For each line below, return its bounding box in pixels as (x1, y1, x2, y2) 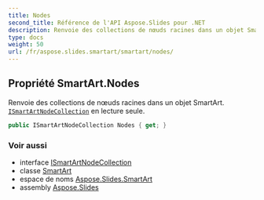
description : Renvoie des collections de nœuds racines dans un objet (8, 26, 244, 34)
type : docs (8, 33, 44, 42)
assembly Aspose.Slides (19, 182, 100, 192)
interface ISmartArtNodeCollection (19, 158, 132, 167)
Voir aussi (8, 140, 47, 151)
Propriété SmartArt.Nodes (8, 77, 140, 90)
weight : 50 (8, 41, 44, 49)
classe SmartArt (19, 165, 72, 175)
